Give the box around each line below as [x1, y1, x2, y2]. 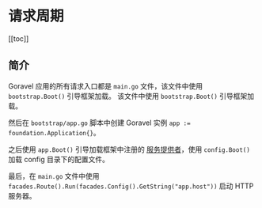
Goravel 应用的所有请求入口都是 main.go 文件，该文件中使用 [8, 81, 203, 91]
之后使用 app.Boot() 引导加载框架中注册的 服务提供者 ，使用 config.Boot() [8, 144, 251, 154]
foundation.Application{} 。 [8, 127, 101, 137]
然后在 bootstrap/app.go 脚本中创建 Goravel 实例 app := [8, 118, 192, 127]
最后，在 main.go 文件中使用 [8, 171, 100, 180]
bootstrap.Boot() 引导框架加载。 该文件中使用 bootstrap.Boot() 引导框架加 [8, 91, 255, 100]
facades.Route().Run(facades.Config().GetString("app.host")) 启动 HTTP [8, 181, 254, 191]
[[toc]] [8, 33, 29, 43]
